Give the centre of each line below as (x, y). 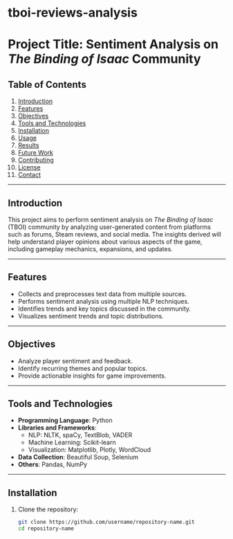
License (29, 167)
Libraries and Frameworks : (57, 428)
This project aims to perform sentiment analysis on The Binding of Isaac (111, 220)
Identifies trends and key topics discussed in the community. (104, 309)
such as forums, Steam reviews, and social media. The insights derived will (115, 234)
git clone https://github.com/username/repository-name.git (106, 522)
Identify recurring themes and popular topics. (82, 368)
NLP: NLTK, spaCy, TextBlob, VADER (80, 435)
